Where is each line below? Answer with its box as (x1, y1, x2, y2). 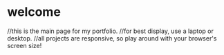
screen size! (7, 41, 42, 49)
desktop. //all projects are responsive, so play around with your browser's (7, 34, 217, 42)
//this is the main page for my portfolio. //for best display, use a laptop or (7, 27, 214, 35)
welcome (7, 4, 61, 20)
